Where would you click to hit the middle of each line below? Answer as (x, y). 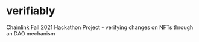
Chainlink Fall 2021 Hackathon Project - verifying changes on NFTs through (100, 27)
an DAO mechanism (31, 33)
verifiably (31, 11)
